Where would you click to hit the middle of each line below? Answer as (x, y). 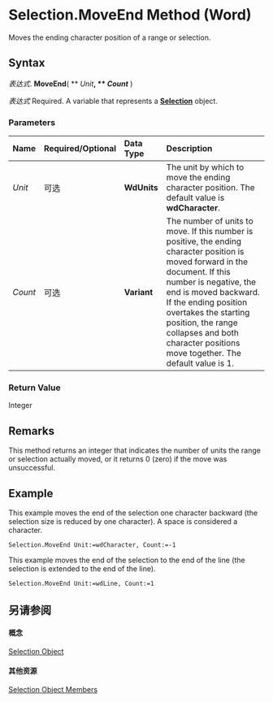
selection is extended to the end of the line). (82, 568)
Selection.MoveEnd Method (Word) (130, 15)
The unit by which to (205, 167)
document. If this (199, 272)
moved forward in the (207, 262)
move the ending (198, 178)
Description (189, 149)
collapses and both (203, 333)
